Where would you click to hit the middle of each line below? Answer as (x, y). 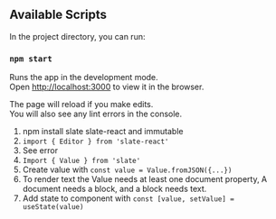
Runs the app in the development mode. (84, 78)
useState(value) (53, 207)
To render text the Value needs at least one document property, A (145, 179)
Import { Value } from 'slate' (81, 161)
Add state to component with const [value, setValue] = (128, 198)
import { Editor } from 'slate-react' (95, 142)
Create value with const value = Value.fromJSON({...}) (127, 169)
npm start (31, 59)
